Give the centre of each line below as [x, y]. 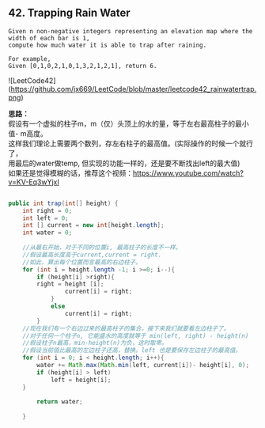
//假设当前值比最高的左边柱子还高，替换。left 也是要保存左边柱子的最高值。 [132, 350]
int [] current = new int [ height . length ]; [93, 225]
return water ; [60, 402]
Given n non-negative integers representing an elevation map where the [131, 31]
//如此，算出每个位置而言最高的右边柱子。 [82, 262]
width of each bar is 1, [49, 38]
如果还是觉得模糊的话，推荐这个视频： [70, 172]
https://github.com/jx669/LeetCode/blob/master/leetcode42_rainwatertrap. [134, 89]
